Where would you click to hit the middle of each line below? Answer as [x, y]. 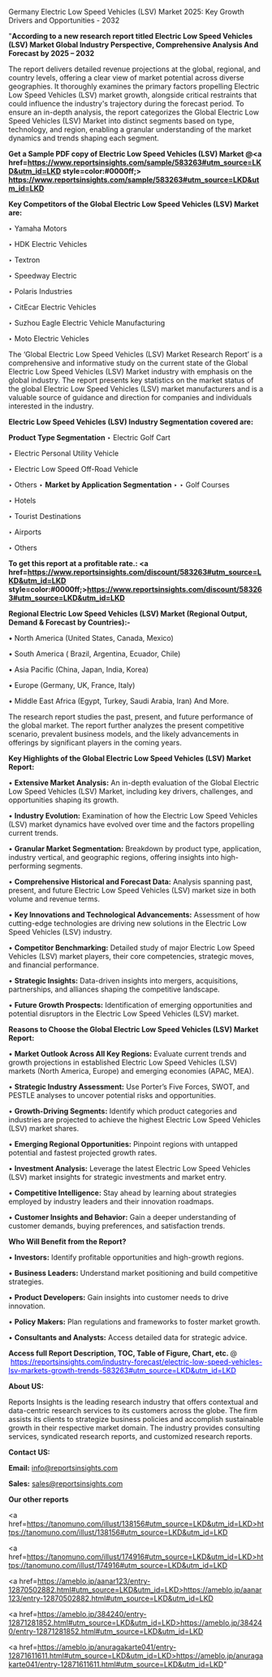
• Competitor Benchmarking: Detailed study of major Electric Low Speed [132, 948]
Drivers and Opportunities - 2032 [64, 20]
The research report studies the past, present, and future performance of [131, 717]
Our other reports [39, 1499]
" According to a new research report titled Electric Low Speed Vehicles [131, 36]
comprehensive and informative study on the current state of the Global [128, 363]
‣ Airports [25, 532]
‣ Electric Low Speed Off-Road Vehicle [73, 469]
